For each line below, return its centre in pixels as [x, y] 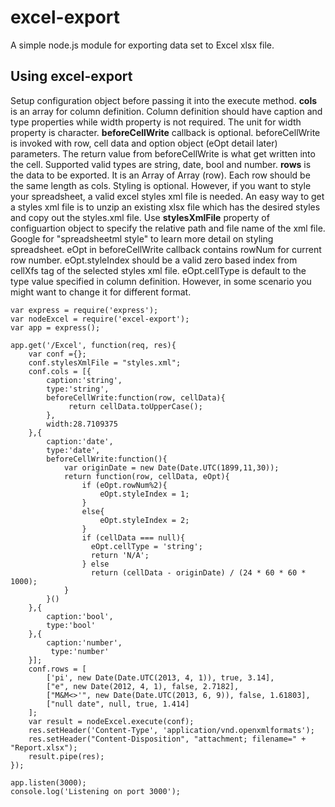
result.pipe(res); [66, 756]
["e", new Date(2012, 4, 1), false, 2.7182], [143, 686]
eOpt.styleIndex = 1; [144, 494]
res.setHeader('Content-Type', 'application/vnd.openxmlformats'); [171, 730]
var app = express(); [55, 327]
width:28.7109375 [82, 424]
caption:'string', [84, 380]
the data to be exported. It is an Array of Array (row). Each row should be [160, 175]
